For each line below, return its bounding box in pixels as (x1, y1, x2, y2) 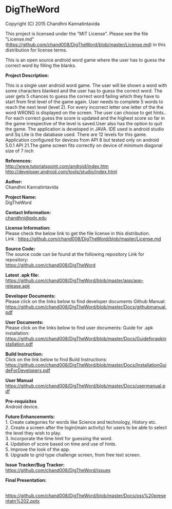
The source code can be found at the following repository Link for (5, 251, 145, 257)
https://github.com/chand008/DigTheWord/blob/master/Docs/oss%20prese (5, 492, 166, 499)
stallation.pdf (5, 341, 33, 347)
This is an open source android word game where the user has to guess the (5, 56, 165, 63)
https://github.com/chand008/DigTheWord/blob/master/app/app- (5, 277, 144, 284)
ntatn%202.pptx (5, 498, 40, 504)
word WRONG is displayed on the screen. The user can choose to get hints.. (5, 109, 167, 116)
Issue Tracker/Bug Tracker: (5, 461, 65, 468)
